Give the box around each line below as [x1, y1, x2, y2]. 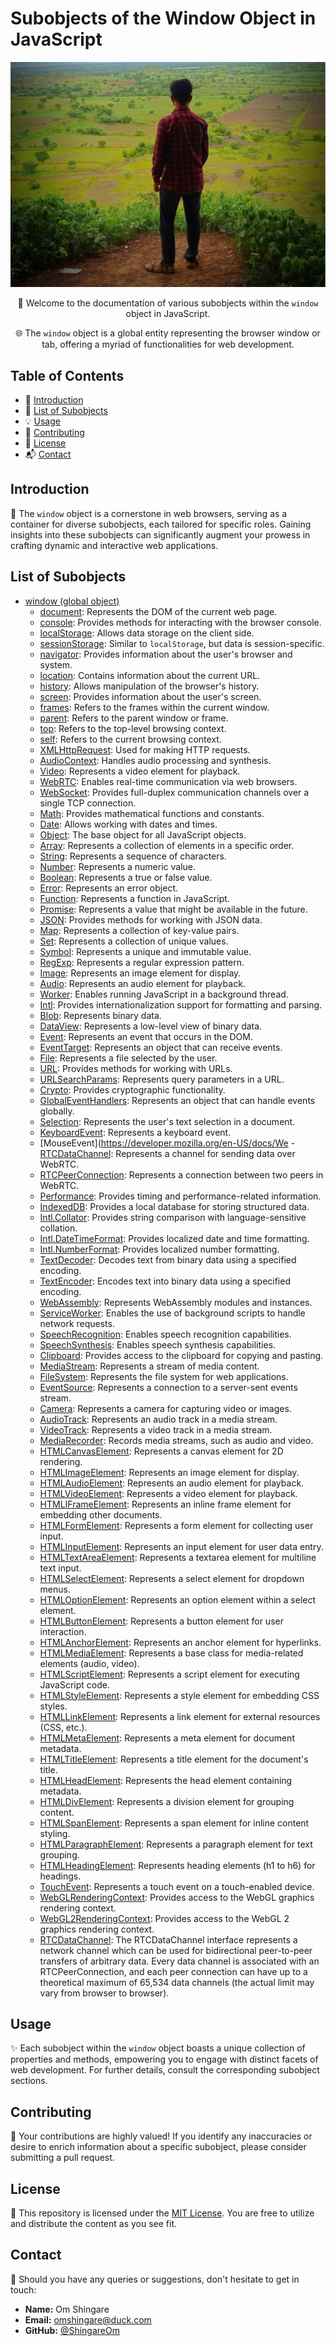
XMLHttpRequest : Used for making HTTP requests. [39, 743, 251, 756]
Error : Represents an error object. [39, 882, 178, 894]
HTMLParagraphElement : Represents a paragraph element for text [39, 1838, 313, 1850]
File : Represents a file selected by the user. [39, 1052, 218, 1064]
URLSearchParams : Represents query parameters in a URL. [39, 1073, 285, 1085]
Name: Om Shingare [24, 2303, 110, 2315]
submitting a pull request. [10, 2152, 115, 2164]
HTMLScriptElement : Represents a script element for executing [39, 1668, 300, 1680]
